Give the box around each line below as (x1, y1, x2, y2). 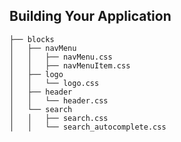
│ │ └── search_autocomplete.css (9, 122, 167, 132)
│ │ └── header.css (9, 95, 109, 106)
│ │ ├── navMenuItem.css (9, 60, 131, 71)
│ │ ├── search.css (9, 113, 109, 123)
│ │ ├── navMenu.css (9, 52, 113, 62)
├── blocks (9, 34, 55, 44)
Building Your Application (9, 8, 172, 25)
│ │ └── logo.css (9, 78, 100, 88)
